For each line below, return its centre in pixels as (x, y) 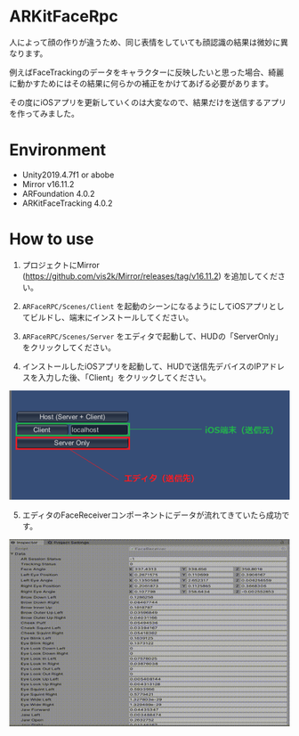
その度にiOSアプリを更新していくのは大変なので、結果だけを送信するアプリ (148, 102)
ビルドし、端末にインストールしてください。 (112, 317)
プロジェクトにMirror (61, 265)
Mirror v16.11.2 (48, 184)
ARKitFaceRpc (64, 16)
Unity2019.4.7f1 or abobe (68, 175)
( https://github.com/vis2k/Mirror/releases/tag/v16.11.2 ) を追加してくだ (150, 276)
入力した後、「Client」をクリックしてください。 (124, 377)
